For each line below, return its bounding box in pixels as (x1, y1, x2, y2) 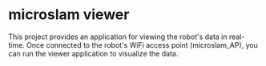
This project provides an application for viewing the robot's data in (8, 32, 228, 41)
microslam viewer (8, 6, 130, 24)
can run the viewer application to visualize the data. (8, 49, 179, 58)
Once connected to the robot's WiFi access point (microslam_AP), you (26, 40, 258, 49)
